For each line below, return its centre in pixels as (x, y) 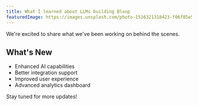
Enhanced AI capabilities (44, 67)
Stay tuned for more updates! (42, 97)
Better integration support (46, 73)
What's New (29, 52)
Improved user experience (47, 79)
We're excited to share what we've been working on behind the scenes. (93, 34)
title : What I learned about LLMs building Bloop (68, 11)
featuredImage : (25, 17)
